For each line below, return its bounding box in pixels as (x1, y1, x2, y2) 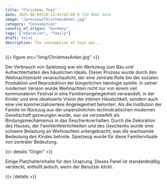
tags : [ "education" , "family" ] (5, 31, 71, 36)
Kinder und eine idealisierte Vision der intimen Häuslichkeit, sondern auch (5, 96, 158, 102)
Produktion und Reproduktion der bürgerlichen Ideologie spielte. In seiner (5, 80, 157, 86)
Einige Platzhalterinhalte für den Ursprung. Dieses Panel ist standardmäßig (5, 158, 160, 164)
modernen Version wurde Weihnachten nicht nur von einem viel (5, 85, 137, 91)
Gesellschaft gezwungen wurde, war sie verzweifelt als (5, 112, 120, 118)
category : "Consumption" (5, 21, 57, 27)
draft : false (5, 36, 33, 41)
